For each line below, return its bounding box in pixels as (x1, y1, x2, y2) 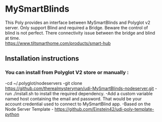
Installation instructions (5, 55, 79, 63)
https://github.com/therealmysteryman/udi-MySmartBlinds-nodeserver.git (5, 85, 154, 91)
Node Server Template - (5, 106, 54, 112)
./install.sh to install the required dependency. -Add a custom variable (13, 90, 153, 96)
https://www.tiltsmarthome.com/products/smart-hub (5, 40, 111, 46)
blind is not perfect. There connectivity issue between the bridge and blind (5, 30, 155, 36)
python (5, 111, 20, 117)
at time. (5, 35, 20, 41)
